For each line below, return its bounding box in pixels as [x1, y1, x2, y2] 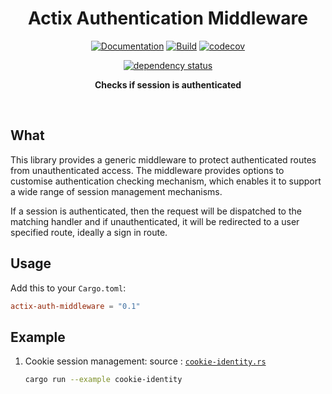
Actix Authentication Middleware [28, 7, 308, 30]
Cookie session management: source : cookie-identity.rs [24, 355, 267, 367]
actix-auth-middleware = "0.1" [10, 301, 141, 311]
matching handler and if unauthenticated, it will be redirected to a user [10, 215, 300, 227]
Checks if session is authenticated [94, 78, 242, 91]
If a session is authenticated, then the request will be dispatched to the [10, 205, 302, 217]
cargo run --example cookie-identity [24, 375, 183, 385]
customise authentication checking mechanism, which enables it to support [10, 175, 322, 187]
